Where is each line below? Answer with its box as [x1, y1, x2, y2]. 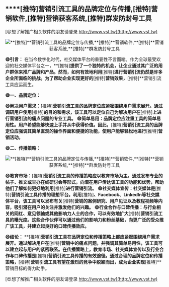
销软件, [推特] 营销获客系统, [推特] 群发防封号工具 [5, 14, 152, 23]
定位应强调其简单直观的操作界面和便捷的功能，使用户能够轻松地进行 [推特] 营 [5, 128, 163, 134]
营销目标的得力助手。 [5, 265, 49, 271]
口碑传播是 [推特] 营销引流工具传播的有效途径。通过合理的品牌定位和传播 [14, 252, 163, 258]
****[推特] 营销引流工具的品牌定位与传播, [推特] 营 [5, 5, 158, 14]
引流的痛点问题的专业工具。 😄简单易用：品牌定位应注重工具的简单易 [18, 115, 161, 121]
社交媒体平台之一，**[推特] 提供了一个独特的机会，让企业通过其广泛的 [14, 62, 158, 68]
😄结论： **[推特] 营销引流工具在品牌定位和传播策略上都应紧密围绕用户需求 [5, 234, 160, 240]
